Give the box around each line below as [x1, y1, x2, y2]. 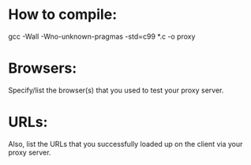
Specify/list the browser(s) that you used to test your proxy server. [8, 85, 224, 95]
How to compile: [8, 6, 117, 24]
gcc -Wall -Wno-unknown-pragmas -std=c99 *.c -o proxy [8, 32, 196, 41]
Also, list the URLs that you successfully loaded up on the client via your [8, 139, 243, 148]
